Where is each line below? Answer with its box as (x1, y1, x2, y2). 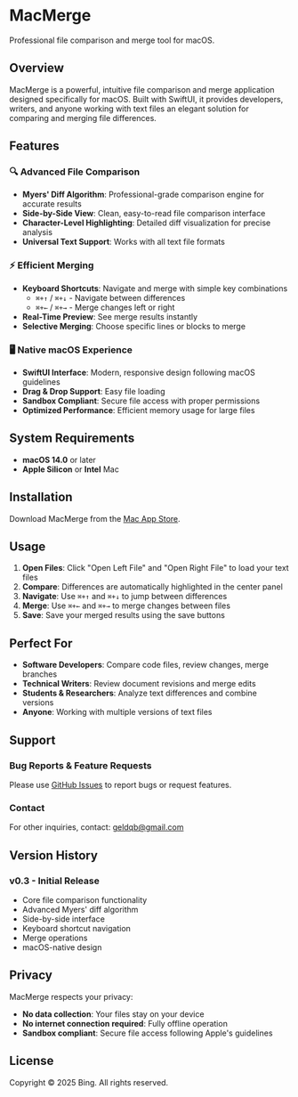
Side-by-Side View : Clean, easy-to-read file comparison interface (21, 208, 266, 219)
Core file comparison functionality (21, 894, 148, 905)
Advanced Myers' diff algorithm (21, 904, 139, 914)
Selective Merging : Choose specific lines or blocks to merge (21, 321, 246, 331)
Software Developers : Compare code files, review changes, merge (21, 660, 270, 670)
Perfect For (9, 636, 73, 651)
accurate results (21, 199, 82, 209)
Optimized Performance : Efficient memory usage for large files (21, 405, 255, 416)
